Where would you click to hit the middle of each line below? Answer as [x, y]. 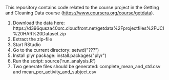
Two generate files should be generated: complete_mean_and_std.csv [87, 66]
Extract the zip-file [32, 39]
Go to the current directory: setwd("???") [56, 50]
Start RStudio [27, 45]
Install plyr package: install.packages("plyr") [59, 55]
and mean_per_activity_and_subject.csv [55, 72]
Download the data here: [39, 23]
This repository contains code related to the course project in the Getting [82, 7]
